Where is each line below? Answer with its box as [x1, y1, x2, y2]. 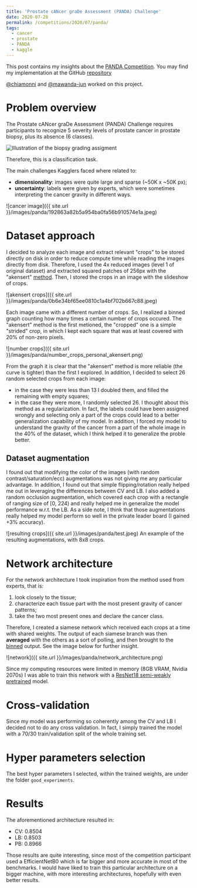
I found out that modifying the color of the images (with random [6, 469, 159, 476]
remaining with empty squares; [14, 393, 90, 400]
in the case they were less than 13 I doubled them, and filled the [14, 386, 169, 393]
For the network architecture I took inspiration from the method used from [6, 576, 185, 583]
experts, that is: [6, 582, 44, 590]
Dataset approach [6, 229, 96, 242]
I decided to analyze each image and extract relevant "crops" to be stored [6, 248, 185, 255]
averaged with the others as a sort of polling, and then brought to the [6, 636, 174, 643]
